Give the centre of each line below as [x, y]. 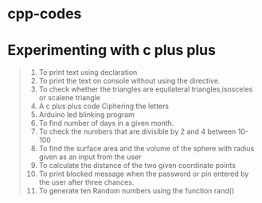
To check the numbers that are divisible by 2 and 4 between [137, 131]
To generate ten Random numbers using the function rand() [137, 191]
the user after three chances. [86, 182]
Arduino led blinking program [86, 115]
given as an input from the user [90, 157]
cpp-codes [45, 14]
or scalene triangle [70, 98]
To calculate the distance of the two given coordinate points [137, 166]
